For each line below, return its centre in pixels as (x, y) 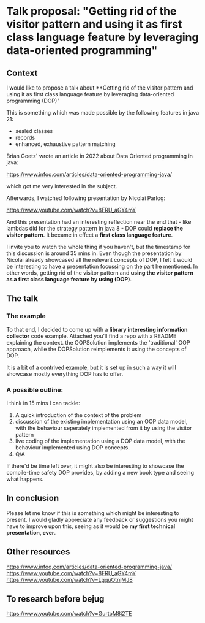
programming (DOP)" (33, 101)
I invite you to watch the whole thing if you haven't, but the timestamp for (99, 247)
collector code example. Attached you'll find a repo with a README (91, 336)
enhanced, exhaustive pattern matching (65, 144)
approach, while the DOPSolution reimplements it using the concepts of (96, 349)
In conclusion (33, 498)
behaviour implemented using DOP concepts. (73, 447)
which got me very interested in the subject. (62, 186)
